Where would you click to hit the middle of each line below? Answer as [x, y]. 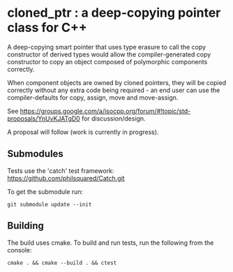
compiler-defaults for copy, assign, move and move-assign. [93, 97]
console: [20, 250]
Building [25, 226]
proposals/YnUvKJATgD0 [44, 118]
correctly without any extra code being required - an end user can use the [114, 90]
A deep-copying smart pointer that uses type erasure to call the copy [107, 47]
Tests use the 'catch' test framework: [61, 171]
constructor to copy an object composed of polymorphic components [107, 61]
